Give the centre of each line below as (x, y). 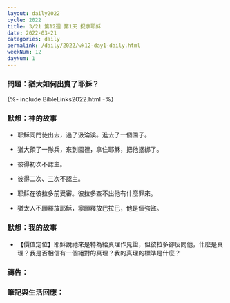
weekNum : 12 (24, 52)
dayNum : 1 (21, 59)
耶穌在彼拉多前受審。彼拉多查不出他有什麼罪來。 (87, 193)
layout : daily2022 (33, 13)
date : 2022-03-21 (32, 33)
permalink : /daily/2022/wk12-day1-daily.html (74, 46)
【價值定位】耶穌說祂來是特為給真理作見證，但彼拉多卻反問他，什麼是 (117, 244)
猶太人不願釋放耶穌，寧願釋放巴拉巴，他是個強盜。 (90, 208)
